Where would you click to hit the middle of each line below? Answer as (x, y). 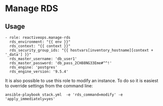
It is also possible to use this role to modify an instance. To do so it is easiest (82, 80)
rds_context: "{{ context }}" (40, 46)
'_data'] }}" (18, 54)
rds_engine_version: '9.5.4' (39, 71)
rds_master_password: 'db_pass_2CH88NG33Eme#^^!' (61, 63)
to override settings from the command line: (49, 86)
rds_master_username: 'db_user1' (43, 59)
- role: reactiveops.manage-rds (38, 37)
